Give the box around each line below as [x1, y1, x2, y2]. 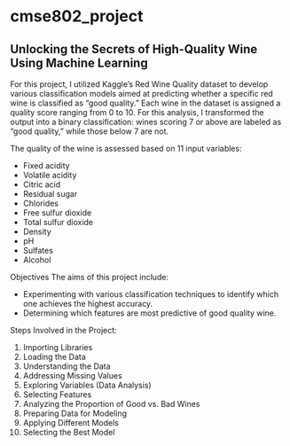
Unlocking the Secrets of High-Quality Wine [10, 42, 258, 57]
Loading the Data [22, 352, 87, 362]
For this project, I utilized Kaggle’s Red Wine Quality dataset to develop [10, 79, 269, 90]
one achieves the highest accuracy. [22, 299, 153, 309]
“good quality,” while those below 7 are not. [10, 126, 169, 137]
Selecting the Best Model [22, 427, 115, 437]
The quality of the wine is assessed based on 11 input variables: [10, 144, 242, 153]
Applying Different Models [22, 418, 119, 427]
